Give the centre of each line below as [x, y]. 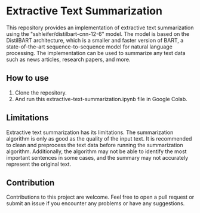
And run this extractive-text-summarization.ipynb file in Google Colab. [101, 99]
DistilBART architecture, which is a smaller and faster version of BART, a [95, 40]
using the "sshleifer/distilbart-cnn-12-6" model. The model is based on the [98, 34]
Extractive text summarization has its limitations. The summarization [90, 132]
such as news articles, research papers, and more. [68, 59]
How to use [27, 78]
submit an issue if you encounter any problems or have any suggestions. [96, 203]
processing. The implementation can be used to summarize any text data [96, 53]
